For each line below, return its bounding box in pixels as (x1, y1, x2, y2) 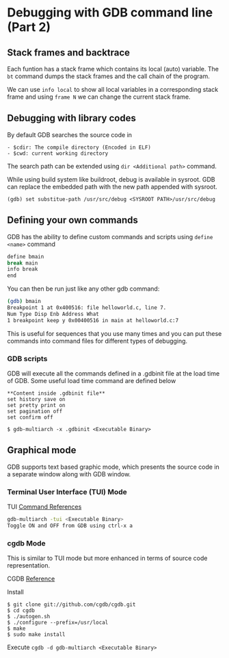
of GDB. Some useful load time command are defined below (7, 376, 176, 385)
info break (7, 266, 38, 273)
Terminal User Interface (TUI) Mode (7, 487, 128, 496)
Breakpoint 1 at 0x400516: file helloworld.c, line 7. (7, 304, 167, 311)
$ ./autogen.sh (7, 613, 51, 620)
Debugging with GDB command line (7, 5, 213, 21)
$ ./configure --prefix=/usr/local (7, 619, 109, 626)
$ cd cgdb (7, 607, 36, 614)
